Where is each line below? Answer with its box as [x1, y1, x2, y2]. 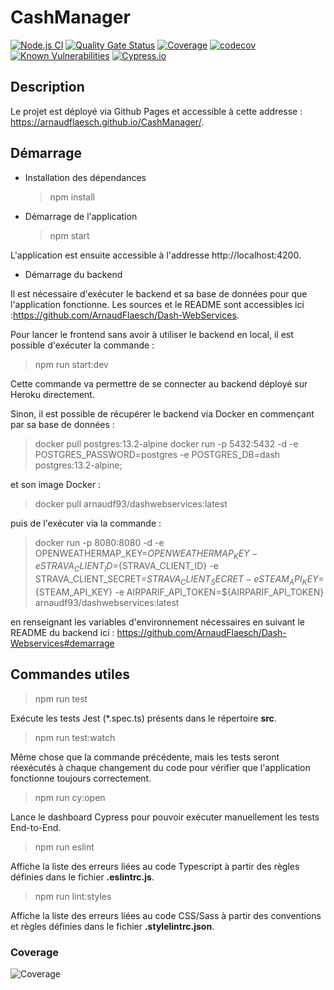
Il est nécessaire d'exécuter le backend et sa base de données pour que [10, 287, 308, 300]
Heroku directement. [10, 388, 95, 400]
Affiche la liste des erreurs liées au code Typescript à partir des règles [10, 860, 300, 872]
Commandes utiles [10, 666, 130, 683]
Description [10, 79, 85, 96]
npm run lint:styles [34, 890, 112, 902]
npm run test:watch [34, 731, 116, 743]
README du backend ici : [10, 626, 115, 638]
